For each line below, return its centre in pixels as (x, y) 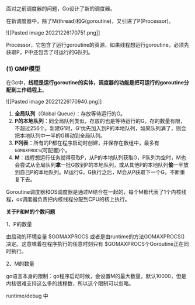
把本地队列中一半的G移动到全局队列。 (60, 136)
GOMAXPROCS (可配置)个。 (42, 150)
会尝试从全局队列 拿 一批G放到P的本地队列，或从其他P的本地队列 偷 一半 (99, 165)
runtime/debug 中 (27, 296)
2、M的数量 (20, 264)
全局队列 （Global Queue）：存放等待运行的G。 (70, 114)
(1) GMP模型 (23, 68)
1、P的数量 (19, 224)
